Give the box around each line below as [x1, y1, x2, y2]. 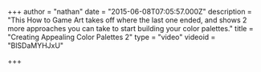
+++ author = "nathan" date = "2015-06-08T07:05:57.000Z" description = [7, 7, 252, 16]
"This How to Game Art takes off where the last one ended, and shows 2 [7, 15, 247, 25]
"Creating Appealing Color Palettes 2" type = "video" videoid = [7, 32, 216, 42]
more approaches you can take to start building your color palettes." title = [7, 24, 254, 33]
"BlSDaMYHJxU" [7, 41, 64, 50]
